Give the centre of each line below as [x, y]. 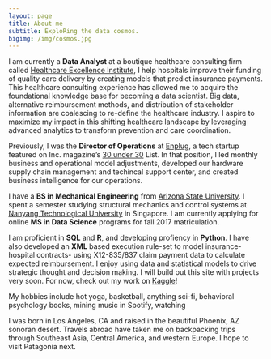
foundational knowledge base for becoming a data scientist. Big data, [124, 96]
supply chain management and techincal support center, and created [123, 172]
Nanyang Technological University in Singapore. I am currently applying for [133, 214]
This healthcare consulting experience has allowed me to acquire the [123, 88]
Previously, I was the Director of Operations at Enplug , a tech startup [124, 146]
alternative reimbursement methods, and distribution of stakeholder [121, 105]
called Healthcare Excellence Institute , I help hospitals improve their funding [135, 71]
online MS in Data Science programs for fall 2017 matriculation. [114, 222]
